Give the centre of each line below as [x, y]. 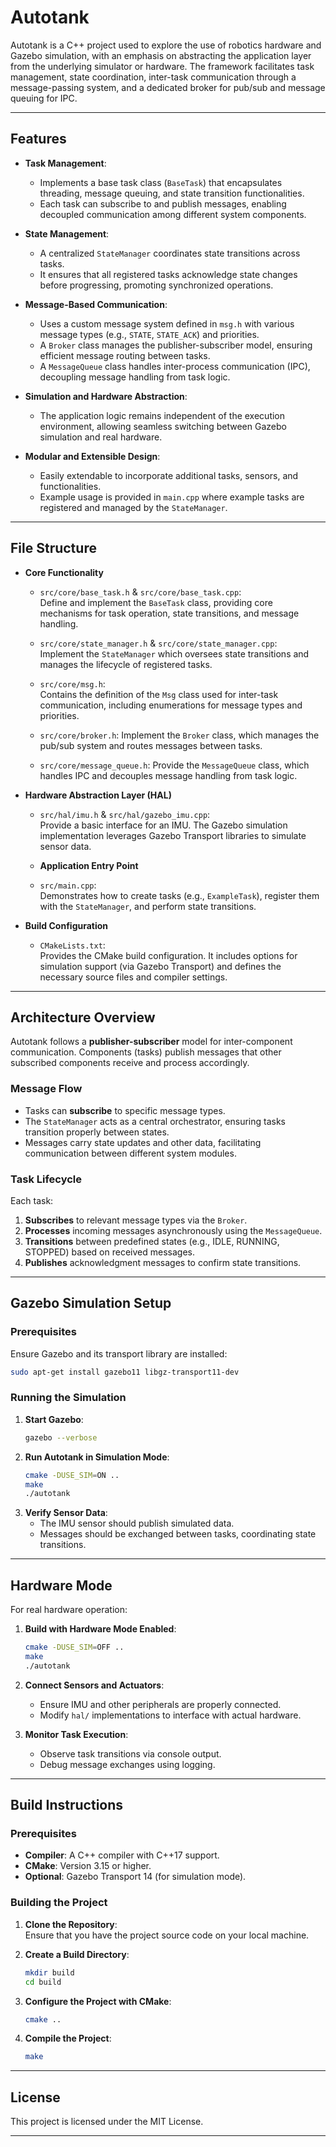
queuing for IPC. [44, 98]
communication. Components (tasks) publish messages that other [146, 1052]
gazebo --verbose [61, 1437]
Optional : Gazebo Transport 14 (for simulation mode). [135, 1877]
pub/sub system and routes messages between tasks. [151, 745]
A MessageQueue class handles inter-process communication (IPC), [175, 366]
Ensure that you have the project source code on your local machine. [167, 1935]
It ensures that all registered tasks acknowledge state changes [168, 274]
